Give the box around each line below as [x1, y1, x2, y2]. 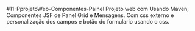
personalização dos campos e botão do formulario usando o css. [6, 18, 169, 25]
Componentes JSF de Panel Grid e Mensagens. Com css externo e [6, 12, 174, 19]
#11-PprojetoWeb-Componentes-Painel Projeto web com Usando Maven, [6, 5, 189, 12]
